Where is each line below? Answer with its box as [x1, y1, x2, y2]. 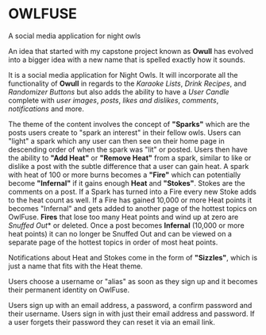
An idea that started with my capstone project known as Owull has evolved [8, 46, 254, 56]
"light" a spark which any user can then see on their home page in [8, 136, 225, 145]
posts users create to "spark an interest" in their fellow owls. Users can [8, 128, 241, 137]
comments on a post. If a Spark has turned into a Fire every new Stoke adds [8, 187, 256, 196]
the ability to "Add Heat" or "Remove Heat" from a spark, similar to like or [8, 152, 252, 163]
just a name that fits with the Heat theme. [8, 261, 143, 271]
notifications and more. [8, 104, 85, 114]
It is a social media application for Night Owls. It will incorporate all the [8, 70, 238, 79]
